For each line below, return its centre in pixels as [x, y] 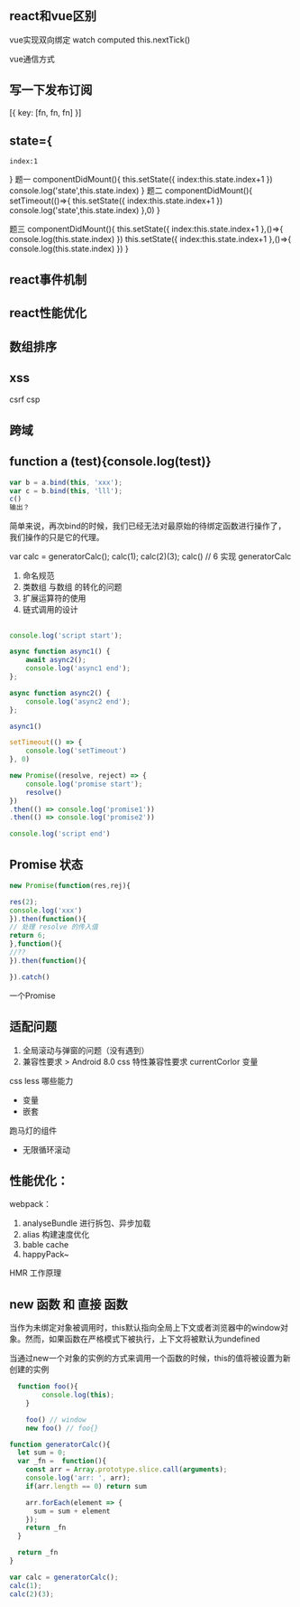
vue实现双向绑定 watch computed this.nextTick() [100, 40]
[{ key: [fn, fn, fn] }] [45, 112]
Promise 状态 [46, 864]
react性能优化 [48, 313]
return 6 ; [28, 936]
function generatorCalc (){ [60, 1444]
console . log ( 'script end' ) [60, 834]
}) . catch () [30, 977]
